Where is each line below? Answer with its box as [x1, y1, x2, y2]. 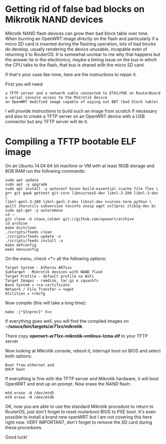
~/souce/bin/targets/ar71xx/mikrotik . [5, 323, 84, 329]
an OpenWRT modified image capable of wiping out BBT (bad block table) [5, 99, 159, 104]
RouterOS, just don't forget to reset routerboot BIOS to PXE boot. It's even [5, 408, 156, 414]
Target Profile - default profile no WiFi [5, 274, 94, 279]
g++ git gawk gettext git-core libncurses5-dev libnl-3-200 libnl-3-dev [5, 191, 159, 196]
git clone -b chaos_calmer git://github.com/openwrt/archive [5, 216, 134, 221]
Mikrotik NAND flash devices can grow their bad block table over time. [5, 30, 149, 36]
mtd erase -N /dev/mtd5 [5, 390, 55, 395]
